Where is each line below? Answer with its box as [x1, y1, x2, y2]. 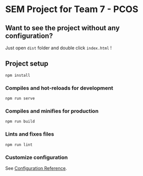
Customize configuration [5, 154, 68, 161]
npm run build [5, 119, 35, 124]
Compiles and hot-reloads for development [5, 84, 114, 91]
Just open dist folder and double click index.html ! [5, 45, 112, 51]
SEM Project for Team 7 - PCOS [5, 4, 138, 15]
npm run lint [5, 142, 33, 147]
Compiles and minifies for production [5, 107, 99, 114]
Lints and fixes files [5, 131, 55, 138]
